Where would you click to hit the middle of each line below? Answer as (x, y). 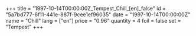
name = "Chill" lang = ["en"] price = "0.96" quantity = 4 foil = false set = (93, 21)
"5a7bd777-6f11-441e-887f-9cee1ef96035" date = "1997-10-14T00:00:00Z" (98, 15)
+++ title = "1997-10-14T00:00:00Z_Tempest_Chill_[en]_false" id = (86, 8)
